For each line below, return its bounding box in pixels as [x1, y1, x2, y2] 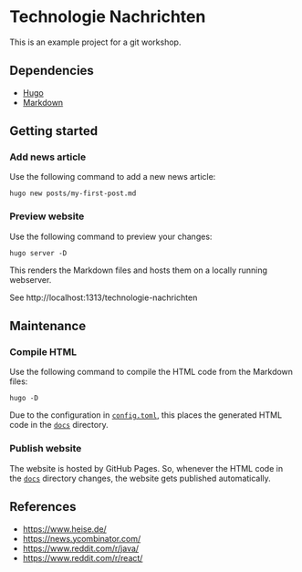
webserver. [9, 274, 52, 285]
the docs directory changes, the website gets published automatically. [9, 473, 271, 484]
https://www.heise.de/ [22, 523, 107, 535]
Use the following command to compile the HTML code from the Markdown [9, 367, 294, 378]
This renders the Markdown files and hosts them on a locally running [9, 265, 267, 276]
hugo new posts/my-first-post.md [9, 189, 137, 198]
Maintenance [9, 318, 87, 334]
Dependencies [9, 63, 94, 78]
